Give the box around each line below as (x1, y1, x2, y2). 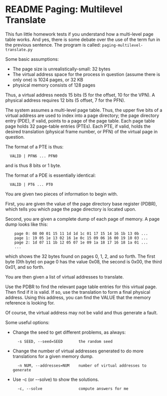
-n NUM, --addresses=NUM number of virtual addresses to (17, 363, 147, 368)
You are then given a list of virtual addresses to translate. (5, 273, 124, 280)
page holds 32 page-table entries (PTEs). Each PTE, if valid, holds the (5, 123, 151, 129)
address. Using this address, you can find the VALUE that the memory (5, 294, 151, 300)
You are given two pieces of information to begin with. (5, 191, 118, 197)
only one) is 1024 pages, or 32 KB (12, 76, 83, 83)
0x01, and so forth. (5, 264, 45, 270)
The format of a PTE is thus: (5, 143, 64, 150)
